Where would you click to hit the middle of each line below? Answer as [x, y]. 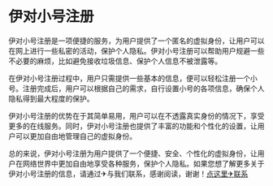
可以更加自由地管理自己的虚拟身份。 [76, 136]
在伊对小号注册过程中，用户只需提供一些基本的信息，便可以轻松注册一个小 [133, 78]
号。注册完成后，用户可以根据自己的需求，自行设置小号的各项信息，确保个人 [136, 88]
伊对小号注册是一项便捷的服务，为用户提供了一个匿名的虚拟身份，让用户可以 [136, 41]
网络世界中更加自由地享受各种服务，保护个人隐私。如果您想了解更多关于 [143, 163]
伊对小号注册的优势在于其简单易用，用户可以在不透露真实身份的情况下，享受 [136, 115]
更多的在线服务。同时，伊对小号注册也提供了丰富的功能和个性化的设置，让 [133, 126]
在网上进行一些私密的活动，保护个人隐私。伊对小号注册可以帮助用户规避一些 [136, 50]
